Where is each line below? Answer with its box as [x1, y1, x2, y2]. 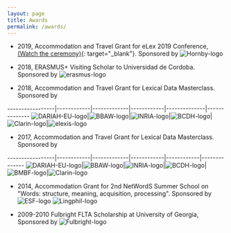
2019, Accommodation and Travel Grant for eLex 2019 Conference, [17, 42, 209, 51]
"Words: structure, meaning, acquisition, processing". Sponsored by [17, 189, 212, 198]
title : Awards [7, 17, 49, 24]
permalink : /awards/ [7, 23, 67, 30]
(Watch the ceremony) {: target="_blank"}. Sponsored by [17, 49, 179, 58]
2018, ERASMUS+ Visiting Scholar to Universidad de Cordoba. [17, 63, 196, 72]
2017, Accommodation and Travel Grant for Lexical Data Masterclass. [17, 133, 214, 141]
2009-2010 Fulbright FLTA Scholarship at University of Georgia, [17, 210, 199, 219]
